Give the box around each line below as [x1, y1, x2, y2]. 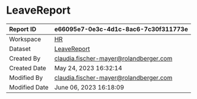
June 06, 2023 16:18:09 [54, 83, 125, 91]
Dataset [9, 44, 31, 53]
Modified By [9, 74, 43, 82]
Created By [9, 54, 40, 62]
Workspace [9, 35, 42, 43]
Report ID [9, 25, 37, 33]
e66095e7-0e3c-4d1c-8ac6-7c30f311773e [54, 25, 188, 33]
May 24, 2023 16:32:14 [54, 63, 123, 72]
